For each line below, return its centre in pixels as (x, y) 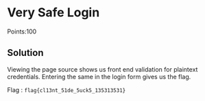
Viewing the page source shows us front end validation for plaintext (102, 69)
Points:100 (22, 31)
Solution (25, 53)
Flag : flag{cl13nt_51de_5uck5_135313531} (67, 89)
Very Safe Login (53, 13)
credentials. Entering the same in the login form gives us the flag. (99, 76)
